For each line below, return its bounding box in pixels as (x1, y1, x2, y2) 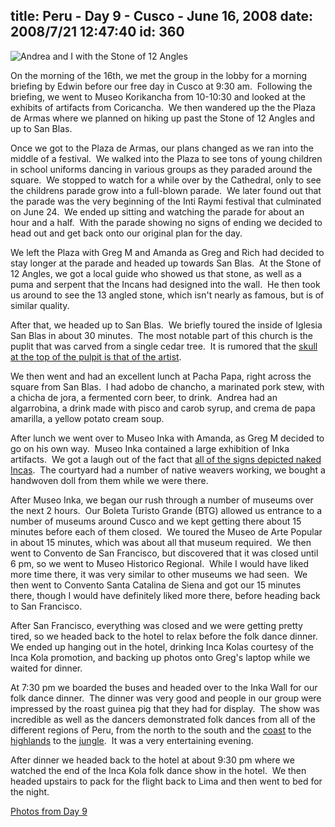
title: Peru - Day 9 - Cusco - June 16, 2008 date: (10, 8, 313, 25)
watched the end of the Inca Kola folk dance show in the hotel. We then (10, 764, 307, 776)
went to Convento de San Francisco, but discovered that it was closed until (10, 547, 319, 559)
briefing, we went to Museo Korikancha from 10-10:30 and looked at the (10, 90, 306, 103)
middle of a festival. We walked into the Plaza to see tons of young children (10, 152, 323, 164)
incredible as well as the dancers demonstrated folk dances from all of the (10, 713, 316, 725)
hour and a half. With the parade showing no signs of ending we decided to (10, 216, 323, 228)
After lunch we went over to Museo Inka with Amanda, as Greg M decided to (10, 432, 325, 444)
